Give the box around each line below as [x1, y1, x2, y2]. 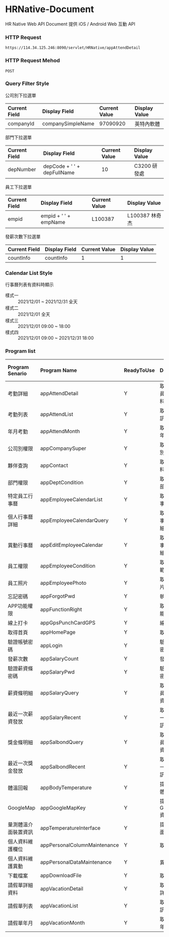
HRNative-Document [5, 4, 95, 15]
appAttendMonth [40, 428, 80, 435]
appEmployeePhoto [40, 580, 87, 587]
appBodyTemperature [40, 784, 92, 791]
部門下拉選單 [5, 134, 32, 140]
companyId [8, 120, 35, 127]
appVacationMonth [40, 919, 85, 926]
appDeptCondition [40, 479, 84, 486]
